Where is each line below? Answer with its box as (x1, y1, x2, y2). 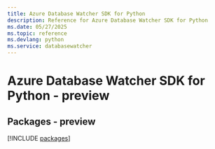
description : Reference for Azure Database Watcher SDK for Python (7, 17, 209, 24)
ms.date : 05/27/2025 (7, 23, 68, 30)
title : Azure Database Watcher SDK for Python (7, 10, 146, 17)
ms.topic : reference (7, 29, 68, 37)
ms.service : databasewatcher (7, 43, 92, 50)
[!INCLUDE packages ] (7, 134, 71, 142)
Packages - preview (7, 115, 96, 127)
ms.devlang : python (7, 36, 64, 43)
